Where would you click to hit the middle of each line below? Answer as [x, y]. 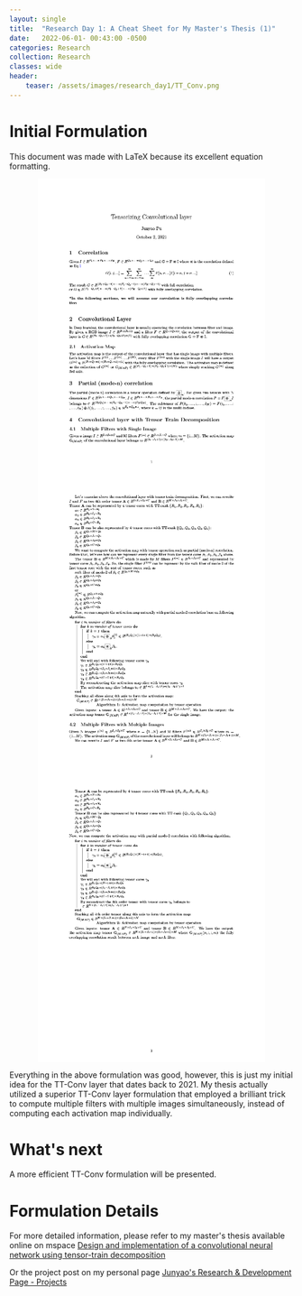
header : [24, 77]
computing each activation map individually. [91, 1113]
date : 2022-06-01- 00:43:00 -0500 [78, 38]
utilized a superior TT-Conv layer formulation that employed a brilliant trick [147, 1094]
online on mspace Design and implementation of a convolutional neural [141, 1245]
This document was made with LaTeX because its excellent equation [136, 156]
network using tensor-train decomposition [87, 1255]
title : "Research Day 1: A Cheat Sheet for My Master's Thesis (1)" [143, 28]
